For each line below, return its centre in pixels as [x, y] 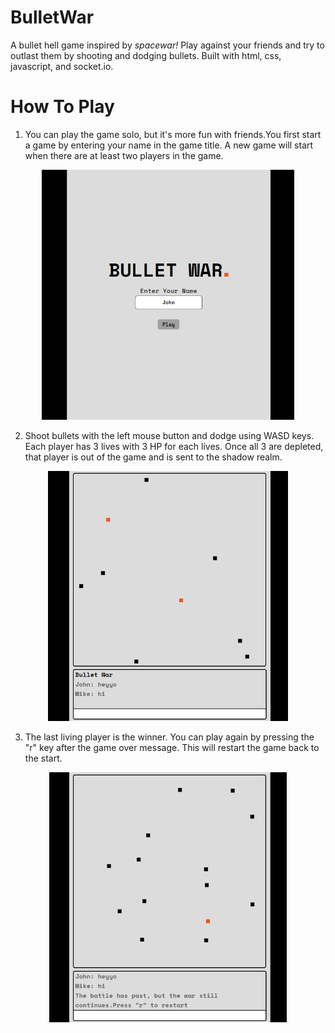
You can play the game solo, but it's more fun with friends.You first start [173, 134]
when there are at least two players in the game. [124, 155]
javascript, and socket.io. [62, 66]
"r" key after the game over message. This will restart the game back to [172, 747]
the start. [43, 758]
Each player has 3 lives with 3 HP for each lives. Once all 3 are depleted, [174, 446]
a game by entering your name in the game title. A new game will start [169, 145]
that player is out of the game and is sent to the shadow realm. [153, 457]
